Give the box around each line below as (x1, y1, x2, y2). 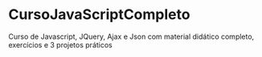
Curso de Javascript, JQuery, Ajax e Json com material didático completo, (8, 32, 255, 41)
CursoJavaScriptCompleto (8, 6, 190, 24)
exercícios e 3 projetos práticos (8, 40, 113, 49)
